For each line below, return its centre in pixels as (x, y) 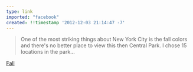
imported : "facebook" (33, 17)
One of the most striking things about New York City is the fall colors (104, 40)
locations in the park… (48, 52)
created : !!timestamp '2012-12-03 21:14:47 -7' (66, 22)
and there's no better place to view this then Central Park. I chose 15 (104, 45)
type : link (19, 12)
